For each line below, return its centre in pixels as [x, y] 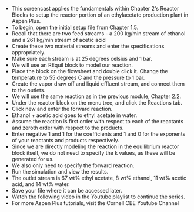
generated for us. [33, 159]
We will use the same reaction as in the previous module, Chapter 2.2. [96, 96]
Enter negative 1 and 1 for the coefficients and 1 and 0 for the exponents [98, 134]
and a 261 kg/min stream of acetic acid [58, 40]
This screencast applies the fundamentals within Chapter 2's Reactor [95, 9]
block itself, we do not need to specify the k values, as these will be [93, 153]
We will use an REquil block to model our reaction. [72, 65]
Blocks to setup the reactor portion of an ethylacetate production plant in [100, 15]
